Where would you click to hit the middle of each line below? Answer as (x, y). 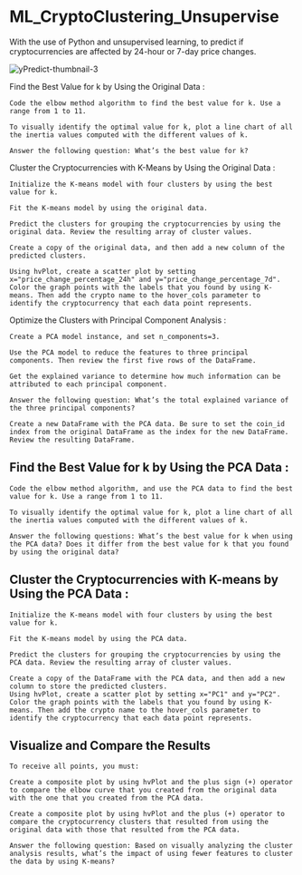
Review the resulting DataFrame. (72, 440)
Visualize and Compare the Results (110, 745)
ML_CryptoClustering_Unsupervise (144, 17)
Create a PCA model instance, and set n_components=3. (115, 336)
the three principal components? (72, 408)
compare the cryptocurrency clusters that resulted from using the (139, 822)
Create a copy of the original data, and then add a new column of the (147, 248)
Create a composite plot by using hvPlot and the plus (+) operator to (147, 814)
